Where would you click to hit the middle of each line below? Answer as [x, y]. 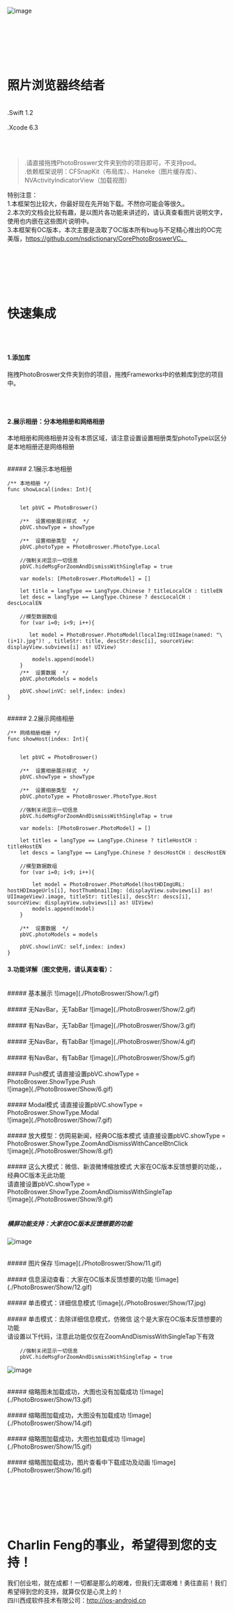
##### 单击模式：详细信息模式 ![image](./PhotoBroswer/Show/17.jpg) [107, 1303]
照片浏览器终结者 [56, 85]
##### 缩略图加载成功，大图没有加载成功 [67, 1415]
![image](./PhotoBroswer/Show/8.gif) [60, 1151]
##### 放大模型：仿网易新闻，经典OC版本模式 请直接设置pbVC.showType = [117, 1136]
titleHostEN [24, 847]
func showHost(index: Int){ [48, 739]
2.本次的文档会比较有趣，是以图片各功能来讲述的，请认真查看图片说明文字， [117, 212]
